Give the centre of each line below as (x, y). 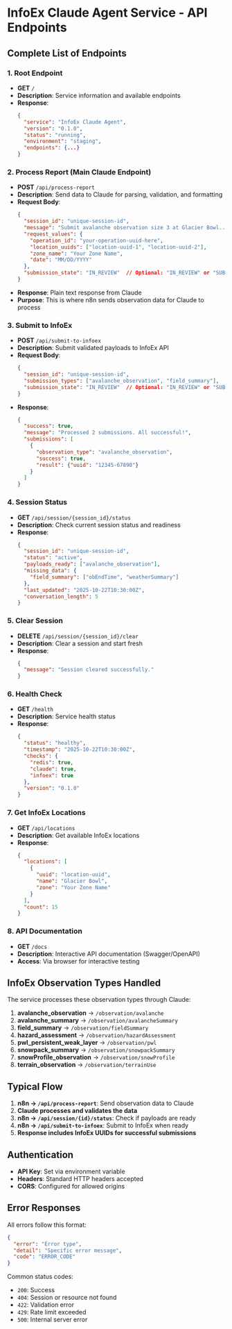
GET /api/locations (46, 827)
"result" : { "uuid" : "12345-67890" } (87, 465)
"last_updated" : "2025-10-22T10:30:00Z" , (84, 590)
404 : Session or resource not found (67, 1298)
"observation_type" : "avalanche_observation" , (104, 452)
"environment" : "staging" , (63, 141)
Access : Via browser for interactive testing (78, 961)
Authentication (41, 1155)
